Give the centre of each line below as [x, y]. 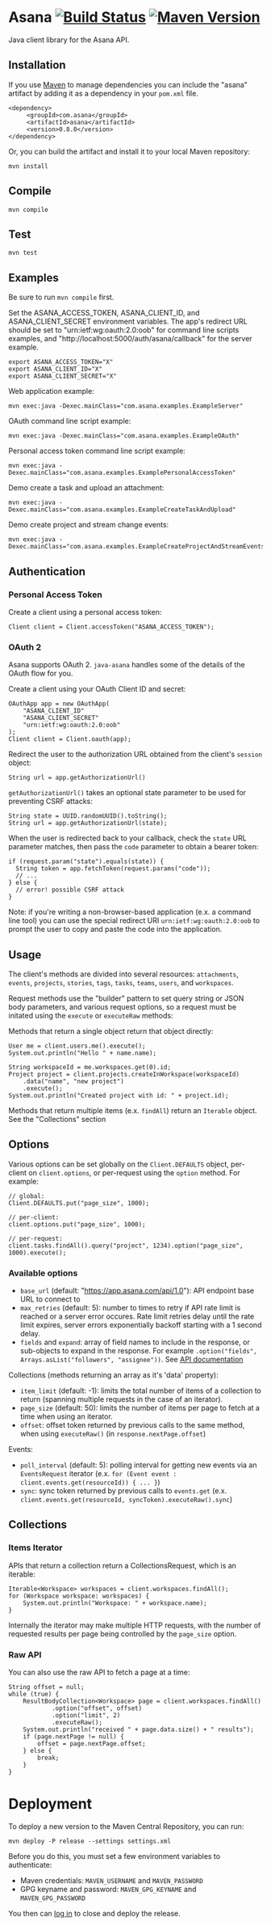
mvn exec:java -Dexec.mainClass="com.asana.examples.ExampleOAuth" [124, 436]
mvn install [28, 166]
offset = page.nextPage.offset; [92, 1744]
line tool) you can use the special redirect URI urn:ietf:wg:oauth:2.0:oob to [134, 921]
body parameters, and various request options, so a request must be [122, 1006]
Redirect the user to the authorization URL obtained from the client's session [135, 754]
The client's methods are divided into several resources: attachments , [124, 974]
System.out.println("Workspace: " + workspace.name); [115, 1603]
